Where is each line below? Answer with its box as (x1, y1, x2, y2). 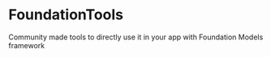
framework (8, 40, 45, 50)
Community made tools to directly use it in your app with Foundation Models (8, 32, 264, 42)
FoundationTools (8, 6, 124, 24)
